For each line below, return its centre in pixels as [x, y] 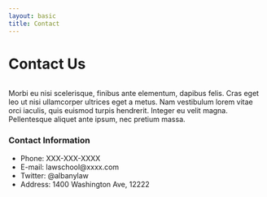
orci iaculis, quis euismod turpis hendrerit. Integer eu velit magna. [118, 111]
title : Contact [34, 24]
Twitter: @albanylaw [55, 175]
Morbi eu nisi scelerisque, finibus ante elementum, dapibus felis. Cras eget [133, 94]
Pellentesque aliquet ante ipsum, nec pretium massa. [97, 120]
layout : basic [33, 16]
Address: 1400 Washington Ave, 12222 [85, 184]
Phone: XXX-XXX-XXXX [60, 158]
